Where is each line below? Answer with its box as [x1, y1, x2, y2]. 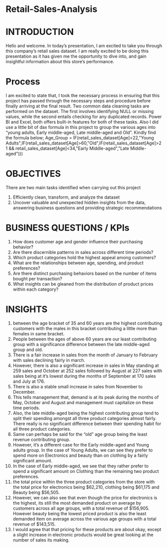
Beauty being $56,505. [12, 489, 60, 495]
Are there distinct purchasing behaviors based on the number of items [12, 270, 157, 276]
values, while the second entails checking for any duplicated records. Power [5, 113, 162, 120]
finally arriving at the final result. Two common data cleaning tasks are [5, 103, 150, 109]
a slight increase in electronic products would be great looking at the [12, 532, 154, 538]
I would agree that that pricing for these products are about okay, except [12, 526, 162, 532]
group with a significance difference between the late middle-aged [12, 341, 150, 347]
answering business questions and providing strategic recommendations [12, 205, 162, 211]
